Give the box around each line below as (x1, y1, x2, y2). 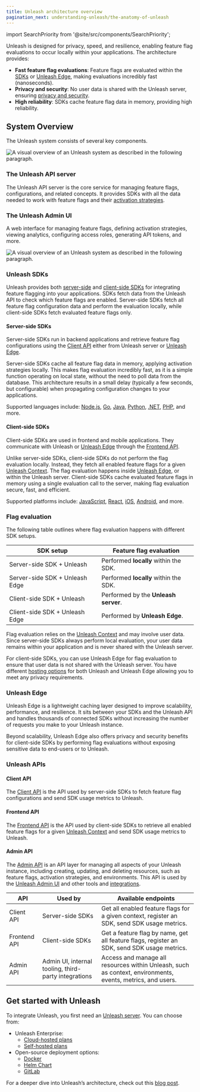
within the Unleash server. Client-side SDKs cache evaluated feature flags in (6, 473, 193, 480)
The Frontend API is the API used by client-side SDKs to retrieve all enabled (6, 822, 192, 829)
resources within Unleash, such (101, 960, 189, 969)
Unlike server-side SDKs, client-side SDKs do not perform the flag (6, 454, 168, 462)
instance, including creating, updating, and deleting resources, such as (6, 867, 180, 875)
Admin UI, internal (42, 957, 92, 965)
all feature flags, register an (101, 936, 178, 944)
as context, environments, (101, 968, 174, 976)
